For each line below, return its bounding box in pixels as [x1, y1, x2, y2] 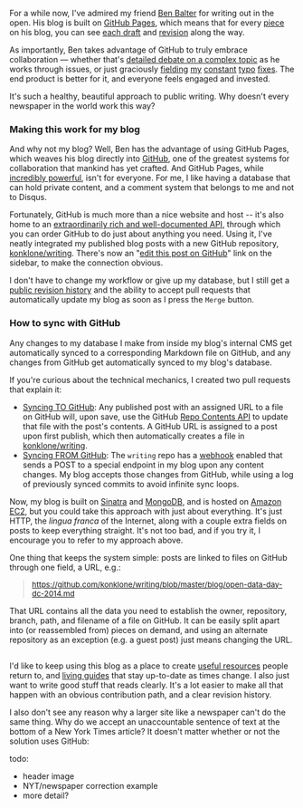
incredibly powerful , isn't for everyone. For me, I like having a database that [9, 172, 291, 184]
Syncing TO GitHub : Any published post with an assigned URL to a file [22, 401, 284, 412]
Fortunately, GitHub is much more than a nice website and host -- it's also [9, 209, 285, 220]
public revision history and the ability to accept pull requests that [9, 284, 251, 295]
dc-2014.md [31, 588, 75, 599]
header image [22, 770, 75, 782]
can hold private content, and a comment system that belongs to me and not [9, 182, 295, 193]
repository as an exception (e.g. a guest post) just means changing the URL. [9, 634, 293, 645]
